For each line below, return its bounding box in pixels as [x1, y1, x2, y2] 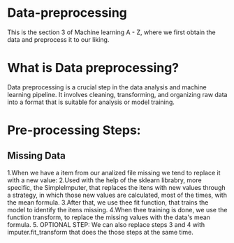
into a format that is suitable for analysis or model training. [7, 98, 175, 106]
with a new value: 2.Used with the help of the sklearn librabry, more [7, 176, 202, 184]
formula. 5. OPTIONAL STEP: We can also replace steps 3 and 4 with [7, 220, 205, 228]
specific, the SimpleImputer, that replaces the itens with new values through [7, 183, 226, 191]
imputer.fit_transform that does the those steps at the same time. [7, 228, 193, 236]
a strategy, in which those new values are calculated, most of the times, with [7, 191, 227, 199]
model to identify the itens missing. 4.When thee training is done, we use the [7, 205, 228, 214]
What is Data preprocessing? [7, 60, 180, 76]
